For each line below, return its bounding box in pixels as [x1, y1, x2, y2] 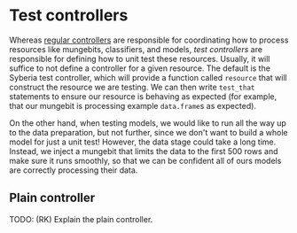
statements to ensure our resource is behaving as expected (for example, [9, 90, 277, 102]
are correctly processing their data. [9, 165, 138, 175]
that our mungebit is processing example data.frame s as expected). [9, 100, 257, 111]
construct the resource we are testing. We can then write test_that [9, 82, 255, 92]
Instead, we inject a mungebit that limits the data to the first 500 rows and [9, 145, 278, 156]
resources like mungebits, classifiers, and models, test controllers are [9, 43, 263, 54]
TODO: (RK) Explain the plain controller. [9, 214, 153, 224]
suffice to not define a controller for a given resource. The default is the [9, 63, 270, 74]
